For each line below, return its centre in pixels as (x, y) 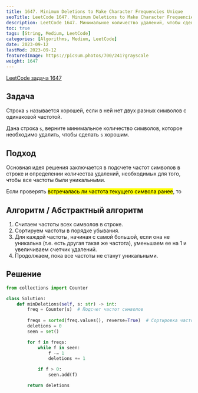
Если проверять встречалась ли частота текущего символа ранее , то (94, 191)
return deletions (48, 385)
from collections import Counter (47, 288)
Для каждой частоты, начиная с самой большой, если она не (92, 236)
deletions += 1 (67, 359)
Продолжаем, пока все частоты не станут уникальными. (86, 255)
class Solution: (26, 298)
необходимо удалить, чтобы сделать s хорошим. (68, 135)
